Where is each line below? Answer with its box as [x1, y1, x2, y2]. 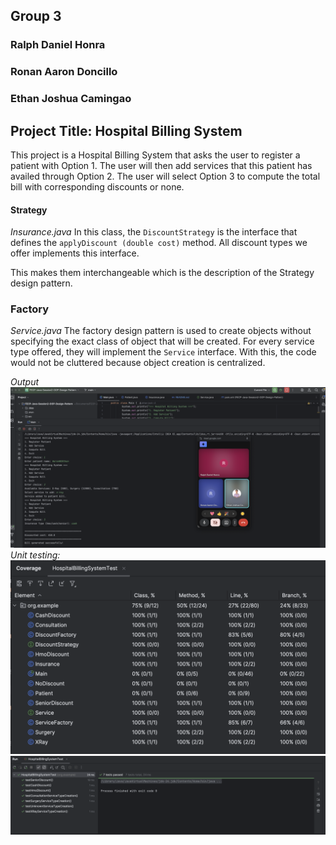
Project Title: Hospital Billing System [10, 122, 243, 139]
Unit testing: [10, 549, 61, 561]
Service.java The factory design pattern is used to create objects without [10, 325, 312, 337]
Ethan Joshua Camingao [10, 92, 132, 106]
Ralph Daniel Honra [10, 38, 106, 52]
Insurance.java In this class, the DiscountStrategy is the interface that [10, 226, 298, 238]
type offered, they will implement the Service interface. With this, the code [10, 346, 317, 358]
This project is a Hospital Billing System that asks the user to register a [10, 149, 301, 161]
